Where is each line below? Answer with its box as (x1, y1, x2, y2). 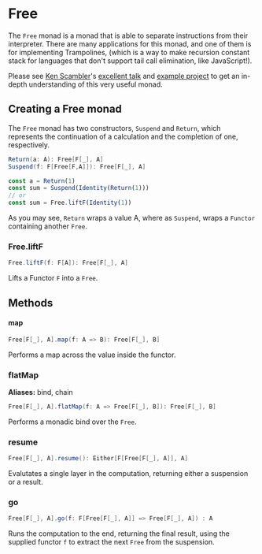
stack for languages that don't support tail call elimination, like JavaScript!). (8, 56, 253, 65)
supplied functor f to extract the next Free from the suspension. (8, 537, 215, 547)
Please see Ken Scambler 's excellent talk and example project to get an (8, 71, 240, 80)
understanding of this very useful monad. (28, 80, 163, 89)
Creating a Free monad (8, 102, 122, 116)
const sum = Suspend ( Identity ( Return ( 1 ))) (8, 184, 149, 192)
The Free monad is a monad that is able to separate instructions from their (8, 31, 249, 40)
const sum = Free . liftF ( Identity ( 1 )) (8, 199, 132, 207)
